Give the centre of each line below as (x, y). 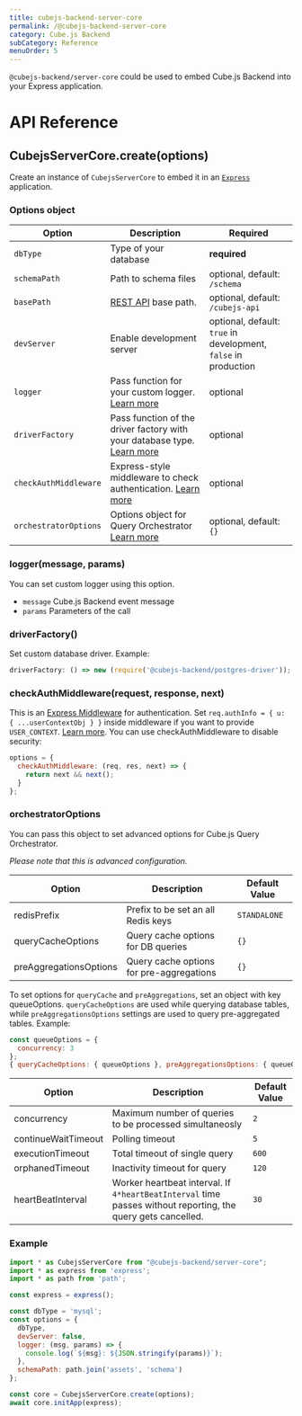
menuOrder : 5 (34, 51)
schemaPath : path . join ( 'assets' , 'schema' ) (100, 1370)
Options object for (148, 515)
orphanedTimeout (52, 1168)
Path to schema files (153, 279)
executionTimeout (52, 1153)
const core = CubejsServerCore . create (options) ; (102, 1394)
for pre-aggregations (171, 972)
